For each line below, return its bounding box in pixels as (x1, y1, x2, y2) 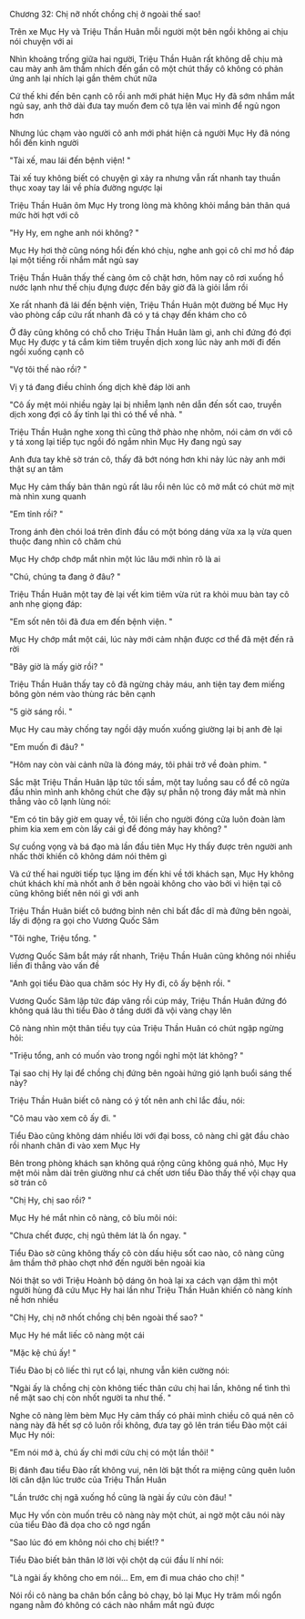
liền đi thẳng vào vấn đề (9, 960, 100, 970)
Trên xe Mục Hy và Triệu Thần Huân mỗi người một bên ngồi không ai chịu (9, 26, 289, 36)
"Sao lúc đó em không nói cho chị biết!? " (9, 1537, 166, 1548)
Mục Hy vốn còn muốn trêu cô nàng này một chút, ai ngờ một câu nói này (9, 1510, 285, 1521)
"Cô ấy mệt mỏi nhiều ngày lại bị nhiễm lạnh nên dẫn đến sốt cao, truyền (9, 399, 282, 410)
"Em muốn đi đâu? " (9, 742, 85, 752)
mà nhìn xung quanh (9, 491, 86, 501)
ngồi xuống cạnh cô (9, 346, 85, 357)
